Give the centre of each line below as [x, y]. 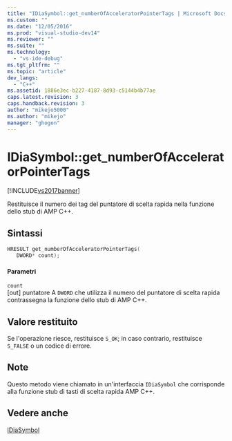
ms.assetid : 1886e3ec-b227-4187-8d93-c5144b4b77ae [81, 91]
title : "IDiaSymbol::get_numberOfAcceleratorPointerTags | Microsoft [109, 13]
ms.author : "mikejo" [37, 116]
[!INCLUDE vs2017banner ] [44, 191]
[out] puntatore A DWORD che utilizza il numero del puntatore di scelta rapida [114, 293]
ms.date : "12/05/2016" [40, 26]
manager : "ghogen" [33, 123]
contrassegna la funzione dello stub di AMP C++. [77, 300]
